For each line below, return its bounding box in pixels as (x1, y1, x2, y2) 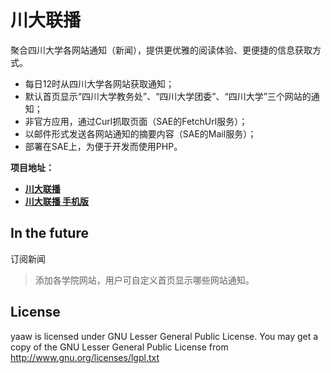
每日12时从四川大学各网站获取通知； (24, 77, 175, 90)
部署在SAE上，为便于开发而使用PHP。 (24, 140, 183, 152)
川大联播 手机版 (24, 195, 90, 207)
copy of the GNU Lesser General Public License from (10, 341, 229, 353)
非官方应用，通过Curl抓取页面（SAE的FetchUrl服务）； (24, 115, 248, 127)
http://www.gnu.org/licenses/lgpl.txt (10, 351, 160, 363)
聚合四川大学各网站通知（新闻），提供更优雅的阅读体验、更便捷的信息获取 (10, 44, 313, 56)
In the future (10, 225, 89, 242)
